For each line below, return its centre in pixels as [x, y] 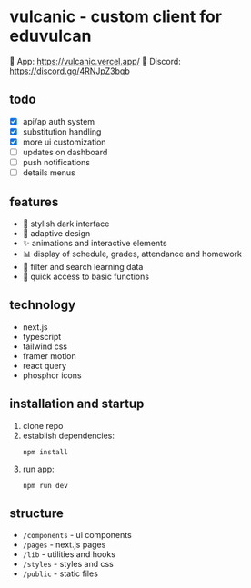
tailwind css [45, 346]
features [34, 202]
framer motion [50, 355]
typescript [42, 336]
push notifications [56, 162]
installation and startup [77, 404]
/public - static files [60, 573]
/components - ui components [77, 535]
